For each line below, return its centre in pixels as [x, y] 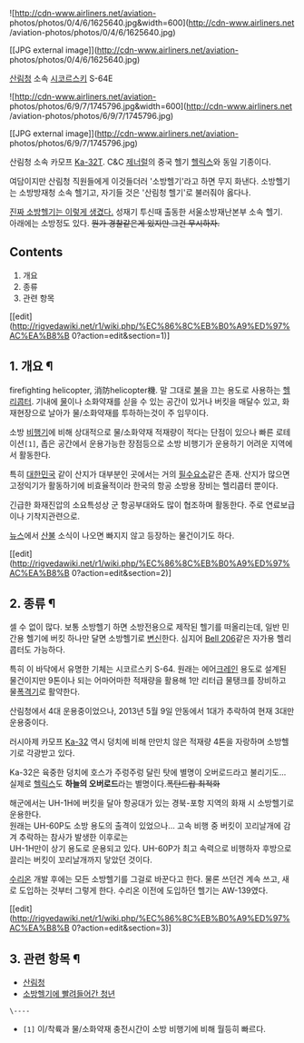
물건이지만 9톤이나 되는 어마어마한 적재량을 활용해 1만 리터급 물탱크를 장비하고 [148, 680]
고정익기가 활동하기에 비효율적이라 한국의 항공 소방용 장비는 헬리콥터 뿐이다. [144, 485]
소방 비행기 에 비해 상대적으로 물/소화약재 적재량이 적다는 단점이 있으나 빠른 [142, 432]
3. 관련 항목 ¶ [45, 959]
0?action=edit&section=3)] [122, 928]
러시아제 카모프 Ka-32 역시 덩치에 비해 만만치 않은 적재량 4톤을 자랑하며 [137, 742]
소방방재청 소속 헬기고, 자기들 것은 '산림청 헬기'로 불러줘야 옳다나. [135, 193]
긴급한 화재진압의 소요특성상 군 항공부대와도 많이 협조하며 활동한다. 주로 [137, 504]
